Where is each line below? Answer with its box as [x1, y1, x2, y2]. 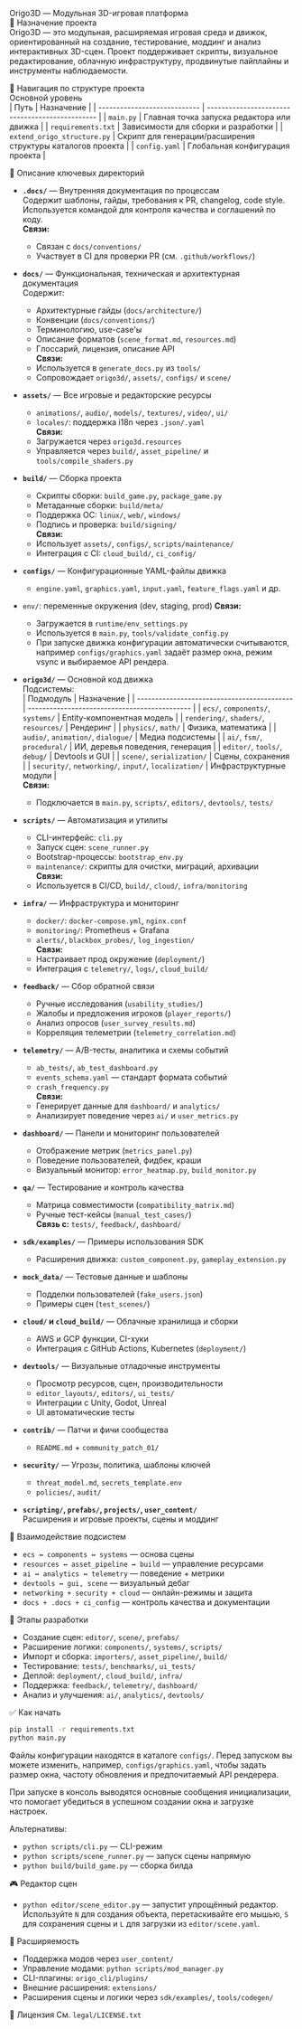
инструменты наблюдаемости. [9, 65, 129, 76]
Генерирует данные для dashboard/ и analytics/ [35, 1100, 221, 1111]
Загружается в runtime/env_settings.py [35, 618, 188, 628]
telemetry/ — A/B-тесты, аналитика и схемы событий [22, 1044, 229, 1055]
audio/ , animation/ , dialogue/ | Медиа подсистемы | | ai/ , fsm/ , [22, 731, 263, 742]
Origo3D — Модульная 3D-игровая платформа [9, 8, 189, 18]
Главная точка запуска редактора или [143, 112, 291, 122]
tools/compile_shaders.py [35, 457, 133, 466]
